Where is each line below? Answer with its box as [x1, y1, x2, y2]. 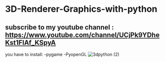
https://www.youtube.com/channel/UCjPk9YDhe [5, 31, 160, 39]
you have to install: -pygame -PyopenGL [5, 52, 87, 57]
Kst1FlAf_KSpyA [5, 38, 56, 47]
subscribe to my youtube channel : [5, 23, 114, 31]
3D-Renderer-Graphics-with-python [5, 3, 158, 15]
